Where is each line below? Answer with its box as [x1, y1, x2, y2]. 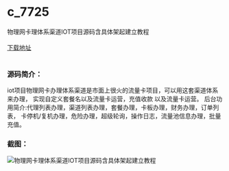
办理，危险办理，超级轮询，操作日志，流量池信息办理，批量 [52, 112, 221, 120]
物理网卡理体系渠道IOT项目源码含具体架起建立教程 [7, 27, 149, 36]
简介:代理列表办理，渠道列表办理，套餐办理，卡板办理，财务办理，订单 [12, 103, 214, 111]
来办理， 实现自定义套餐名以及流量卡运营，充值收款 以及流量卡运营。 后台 [7, 95, 217, 103]
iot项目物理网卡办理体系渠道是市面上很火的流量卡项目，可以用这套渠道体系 [7, 86, 219, 94]
